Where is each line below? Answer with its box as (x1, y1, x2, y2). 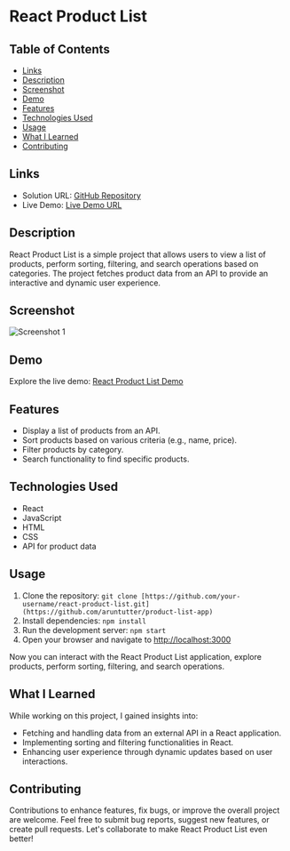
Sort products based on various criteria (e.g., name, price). (21, 435, 238, 446)
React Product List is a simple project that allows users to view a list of (9, 249, 266, 260)
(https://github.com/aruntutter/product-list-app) (21, 607, 214, 616)
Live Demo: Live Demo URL (21, 199, 122, 210)
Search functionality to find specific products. (21, 454, 190, 464)
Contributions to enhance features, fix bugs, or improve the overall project (9, 805, 280, 815)
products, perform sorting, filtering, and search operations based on (9, 258, 259, 269)
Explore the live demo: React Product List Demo (9, 376, 184, 387)
